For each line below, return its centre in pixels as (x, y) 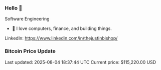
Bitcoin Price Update (30, 51)
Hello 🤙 (14, 8)
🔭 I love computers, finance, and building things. (62, 28)
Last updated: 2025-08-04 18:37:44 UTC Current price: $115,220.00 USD (80, 62)
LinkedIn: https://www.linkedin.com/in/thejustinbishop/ (61, 38)
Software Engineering (27, 19)
